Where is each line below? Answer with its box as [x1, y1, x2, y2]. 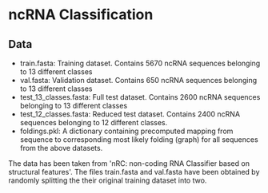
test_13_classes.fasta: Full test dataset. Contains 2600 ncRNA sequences [19, 93, 261, 101]
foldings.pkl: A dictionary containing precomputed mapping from [19, 126, 234, 136]
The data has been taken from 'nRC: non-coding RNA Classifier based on [8, 159, 250, 168]
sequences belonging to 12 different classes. [19, 118, 168, 127]
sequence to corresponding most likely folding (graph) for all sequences [19, 135, 258, 144]
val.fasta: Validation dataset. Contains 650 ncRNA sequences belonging [19, 76, 258, 85]
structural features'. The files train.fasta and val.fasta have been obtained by [8, 167, 260, 176]
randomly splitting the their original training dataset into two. [8, 175, 207, 185]
